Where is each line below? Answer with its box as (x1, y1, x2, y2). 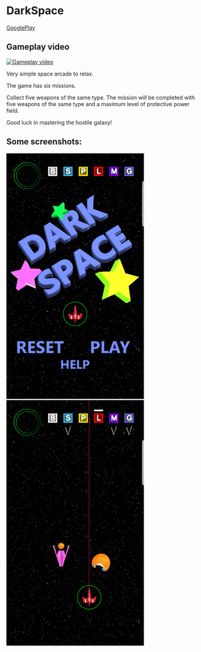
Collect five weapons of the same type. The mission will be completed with (6, 93, 196, 101)
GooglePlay (6, 24, 35, 31)
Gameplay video (6, 42, 70, 52)
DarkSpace (6, 4, 64, 18)
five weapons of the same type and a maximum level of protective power (6, 100, 190, 107)
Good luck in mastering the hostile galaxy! (6, 118, 112, 126)
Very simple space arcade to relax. (6, 70, 94, 77)
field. (6, 107, 20, 114)
